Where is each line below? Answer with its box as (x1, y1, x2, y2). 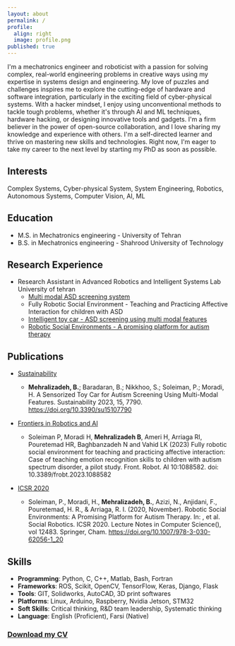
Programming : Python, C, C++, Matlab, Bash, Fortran (17, 575, 173, 583)
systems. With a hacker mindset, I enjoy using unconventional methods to (7, 100, 222, 108)
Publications (7, 350, 64, 362)
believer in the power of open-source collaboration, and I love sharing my (7, 123, 221, 131)
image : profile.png (13, 37, 71, 44)
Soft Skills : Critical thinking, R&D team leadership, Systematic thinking (17, 604, 222, 613)
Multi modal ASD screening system (28, 292, 131, 301)
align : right (13, 30, 52, 37)
